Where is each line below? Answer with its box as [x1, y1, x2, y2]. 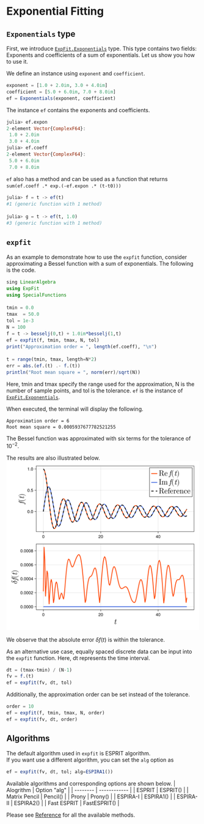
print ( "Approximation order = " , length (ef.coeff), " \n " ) [6, 343, 157, 350]
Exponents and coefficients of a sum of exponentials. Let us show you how [6, 51, 195, 59]
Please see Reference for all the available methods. [6, 811, 136, 818]
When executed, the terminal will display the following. [6, 405, 144, 413]
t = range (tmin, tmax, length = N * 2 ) [6, 356, 97, 362]
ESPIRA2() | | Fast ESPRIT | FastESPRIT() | [14, 799, 120, 806]
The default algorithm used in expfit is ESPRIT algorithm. [6, 749, 151, 757]
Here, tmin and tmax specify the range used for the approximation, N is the [6, 380, 195, 388]
